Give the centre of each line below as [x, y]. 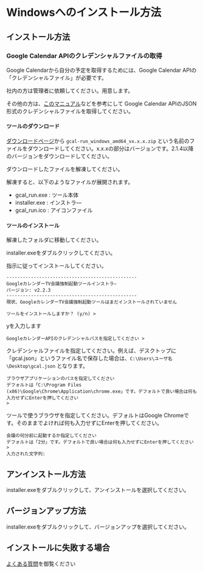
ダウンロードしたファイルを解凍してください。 [65, 169]
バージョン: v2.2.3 [29, 290]
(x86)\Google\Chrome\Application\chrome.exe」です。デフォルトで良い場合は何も [102, 392]
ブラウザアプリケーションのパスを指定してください [60, 379]
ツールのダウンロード [33, 126]
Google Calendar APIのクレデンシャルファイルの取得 [84, 55]
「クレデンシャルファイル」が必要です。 [57, 77]
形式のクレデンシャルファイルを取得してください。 [70, 111]
